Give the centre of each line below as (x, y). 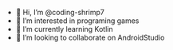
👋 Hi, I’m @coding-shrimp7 (60, 12)
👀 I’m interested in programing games (77, 21)
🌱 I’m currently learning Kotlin (64, 29)
